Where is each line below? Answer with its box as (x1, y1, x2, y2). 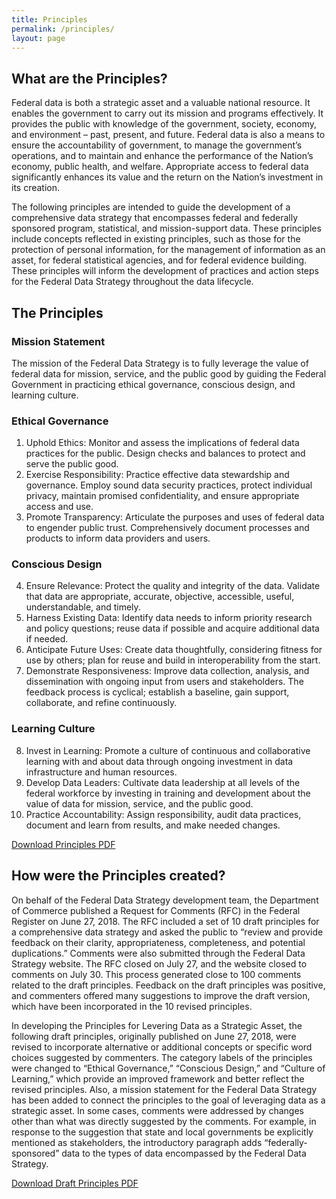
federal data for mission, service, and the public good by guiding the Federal (11, 367, 327, 380)
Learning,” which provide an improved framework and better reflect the (11, 1072, 305, 1085)
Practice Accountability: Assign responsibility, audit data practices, (25, 808, 302, 820)
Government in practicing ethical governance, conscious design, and (11, 378, 296, 390)
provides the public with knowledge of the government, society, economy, (11, 118, 318, 130)
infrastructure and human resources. (25, 766, 178, 778)
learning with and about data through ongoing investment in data (25, 755, 294, 767)
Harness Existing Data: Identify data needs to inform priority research (25, 612, 313, 624)
